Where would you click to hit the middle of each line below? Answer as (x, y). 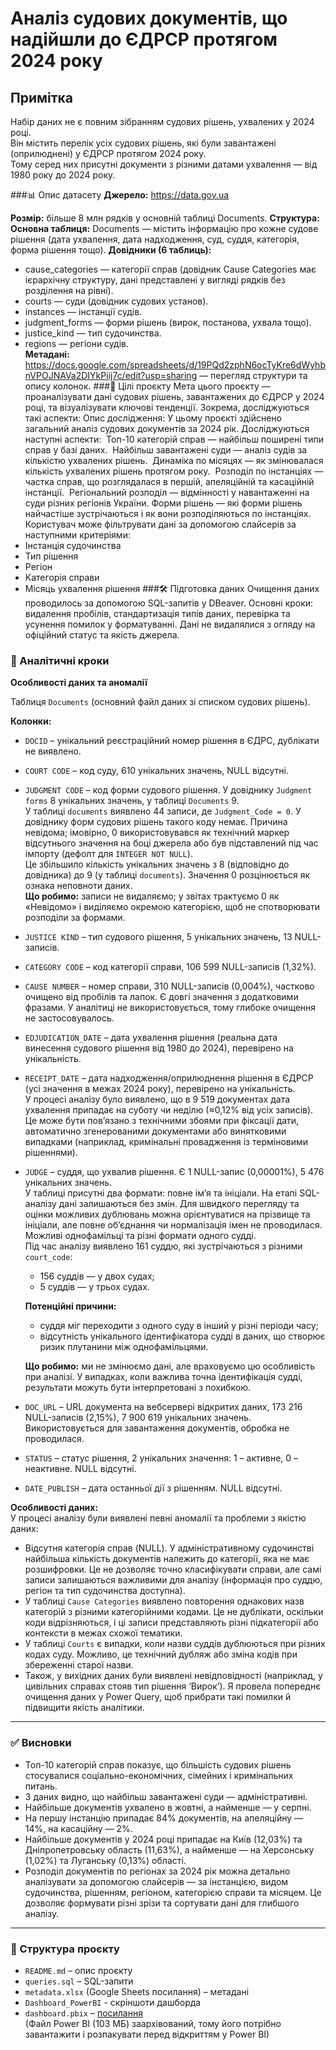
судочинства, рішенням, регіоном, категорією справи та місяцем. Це (173, 1892)
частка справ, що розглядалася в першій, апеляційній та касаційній (169, 481)
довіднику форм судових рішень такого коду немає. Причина (156, 822)
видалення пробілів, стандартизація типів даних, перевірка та (157, 613)
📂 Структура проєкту (65, 1949)
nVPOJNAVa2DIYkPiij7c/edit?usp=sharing (111, 375)
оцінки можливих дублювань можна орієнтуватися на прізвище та (167, 1214)
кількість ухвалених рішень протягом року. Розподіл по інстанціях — (174, 471)
